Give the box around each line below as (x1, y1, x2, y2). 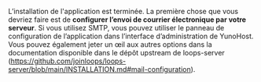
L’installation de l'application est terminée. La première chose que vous (8, 7, 239, 16)
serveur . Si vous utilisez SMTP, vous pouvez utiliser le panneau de (8, 23, 225, 32)
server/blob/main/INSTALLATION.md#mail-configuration (8, 65, 191, 73)
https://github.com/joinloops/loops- (10, 56, 127, 66)
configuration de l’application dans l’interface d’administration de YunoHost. (8, 31, 254, 41)
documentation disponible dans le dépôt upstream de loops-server (8, 48, 226, 57)
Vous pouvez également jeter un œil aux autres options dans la (8, 40, 212, 49)
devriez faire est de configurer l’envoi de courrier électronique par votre (8, 15, 246, 24)
